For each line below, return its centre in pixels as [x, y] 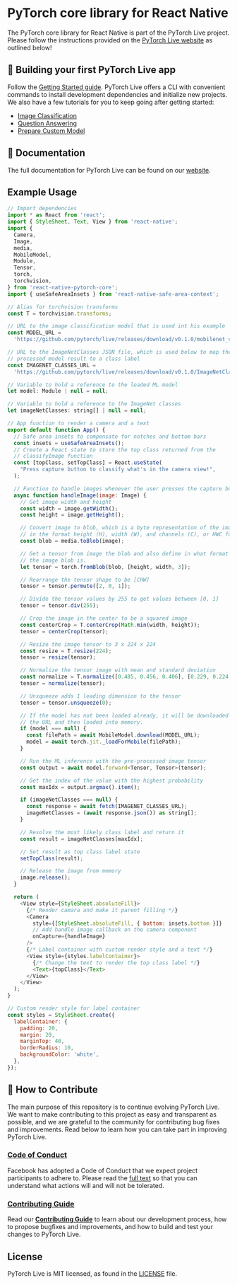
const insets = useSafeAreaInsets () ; [69, 443]
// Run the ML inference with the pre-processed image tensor [113, 761]
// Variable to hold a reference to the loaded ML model [93, 385]
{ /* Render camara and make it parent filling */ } [102, 910]
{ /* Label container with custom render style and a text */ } [119, 950]
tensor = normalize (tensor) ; [63, 684]
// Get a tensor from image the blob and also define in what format [124, 553]
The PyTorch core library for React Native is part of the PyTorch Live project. [119, 33]
